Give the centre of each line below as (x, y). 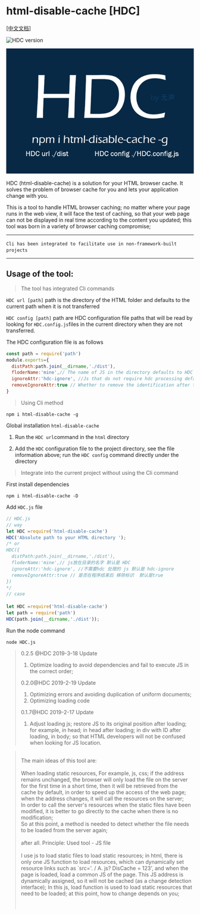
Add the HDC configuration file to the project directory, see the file (95, 449)
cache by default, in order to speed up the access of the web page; (103, 792)
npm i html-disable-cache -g (42, 414)
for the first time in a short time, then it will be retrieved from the (99, 786)
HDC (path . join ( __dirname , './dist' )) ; (53, 619)
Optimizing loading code (60, 701)
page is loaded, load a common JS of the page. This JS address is (102, 874)
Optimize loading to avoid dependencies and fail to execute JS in (109, 665)
